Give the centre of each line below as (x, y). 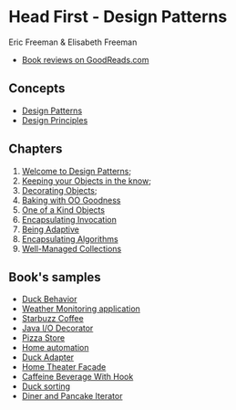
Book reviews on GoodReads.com (85, 59)
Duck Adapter (48, 357)
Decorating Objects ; (59, 190)
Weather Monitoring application (81, 309)
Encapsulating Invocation (69, 219)
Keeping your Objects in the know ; (87, 181)
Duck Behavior (49, 300)
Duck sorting (46, 386)
